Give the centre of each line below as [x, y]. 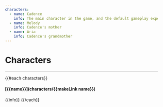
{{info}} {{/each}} [22, 100]
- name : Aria [23, 32]
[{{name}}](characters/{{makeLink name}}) [50, 89]
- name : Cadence [26, 14]
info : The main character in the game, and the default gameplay [81, 18]
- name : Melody [25, 23]
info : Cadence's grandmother [43, 37]
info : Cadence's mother [38, 27]
